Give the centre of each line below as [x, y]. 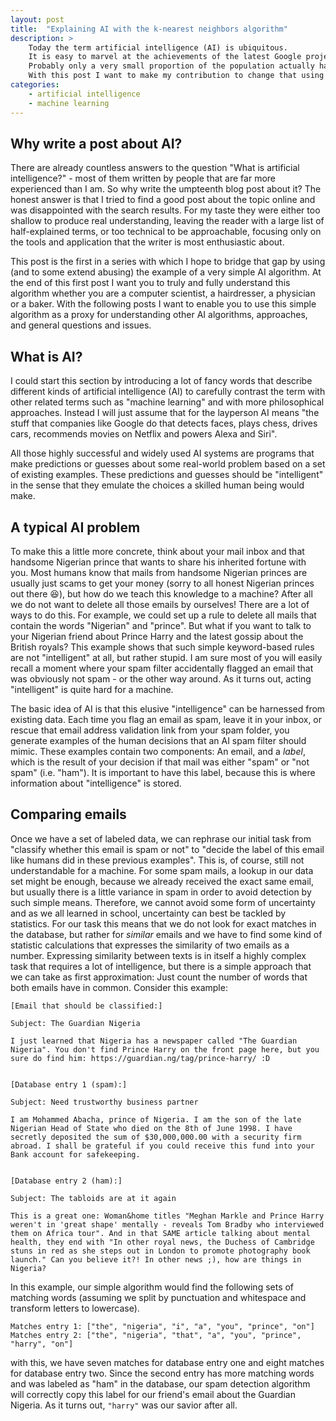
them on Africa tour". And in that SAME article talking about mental [160, 1233]
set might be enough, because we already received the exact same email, [162, 881]
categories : [35, 85]
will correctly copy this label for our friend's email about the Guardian [153, 1394]
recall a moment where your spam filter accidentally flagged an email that [162, 668]
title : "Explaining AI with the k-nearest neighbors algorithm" [149, 29]
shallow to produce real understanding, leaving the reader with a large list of [167, 221]
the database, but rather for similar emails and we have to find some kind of [166, 934]
